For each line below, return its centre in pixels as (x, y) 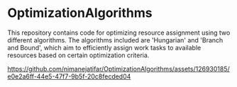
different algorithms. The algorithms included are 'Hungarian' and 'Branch (115, 40)
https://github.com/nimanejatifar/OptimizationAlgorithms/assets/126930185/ (119, 69)
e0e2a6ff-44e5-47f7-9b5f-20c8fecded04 (69, 76)
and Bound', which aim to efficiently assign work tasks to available (104, 47)
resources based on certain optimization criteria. (78, 55)
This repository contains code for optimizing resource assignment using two (119, 33)
